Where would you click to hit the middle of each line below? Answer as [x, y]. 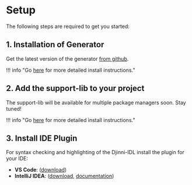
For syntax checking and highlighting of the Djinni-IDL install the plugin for [95, 152]
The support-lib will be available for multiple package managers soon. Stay [96, 102]
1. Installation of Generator [55, 45]
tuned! [14, 109]
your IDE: [17, 159]
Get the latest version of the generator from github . [67, 58]
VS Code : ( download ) [41, 170]
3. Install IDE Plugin [42, 138]
